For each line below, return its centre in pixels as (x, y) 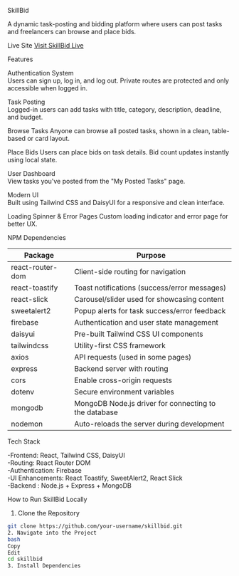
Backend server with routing (121, 368)
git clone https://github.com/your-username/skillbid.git (95, 526)
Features (20, 59)
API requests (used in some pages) (133, 357)
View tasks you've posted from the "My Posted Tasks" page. (96, 181)
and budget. (25, 117)
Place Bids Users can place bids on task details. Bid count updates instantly (118, 152)
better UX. (22, 224)
